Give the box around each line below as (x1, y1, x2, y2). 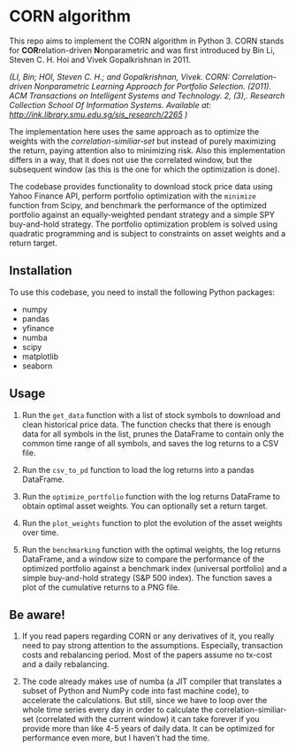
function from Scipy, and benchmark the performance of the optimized (9, 199, 267, 210)
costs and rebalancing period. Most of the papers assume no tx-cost (21, 649, 272, 661)
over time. (21, 527, 59, 538)
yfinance (21, 322, 55, 333)
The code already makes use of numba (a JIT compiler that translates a (21, 676, 283, 687)
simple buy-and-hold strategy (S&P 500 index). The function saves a (21, 572, 272, 583)
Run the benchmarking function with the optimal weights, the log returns (21, 544, 281, 554)
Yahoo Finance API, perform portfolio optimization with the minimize (9, 190, 256, 201)
